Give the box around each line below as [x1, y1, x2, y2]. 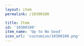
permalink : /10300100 [5, 12, 50, 16]
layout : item [5, 7, 32, 12]
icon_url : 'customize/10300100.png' [5, 34, 80, 39]
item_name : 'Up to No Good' [5, 30, 63, 34]
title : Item [5, 20, 29, 25]
